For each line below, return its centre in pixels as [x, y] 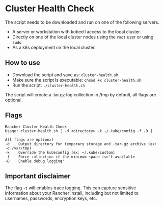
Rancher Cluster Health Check [36, 127]
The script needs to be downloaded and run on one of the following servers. [82, 22]
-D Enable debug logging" [35, 161]
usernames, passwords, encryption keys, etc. [51, 198]
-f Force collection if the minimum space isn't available [70, 157]
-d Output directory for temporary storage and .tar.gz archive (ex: [81, 144]
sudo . [17, 42]
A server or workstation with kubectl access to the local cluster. [77, 31]
